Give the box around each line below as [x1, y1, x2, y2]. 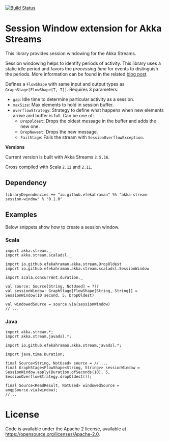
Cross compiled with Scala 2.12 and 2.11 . [5, 164, 93, 170]
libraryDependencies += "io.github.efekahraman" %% [5, 192, 117, 197]
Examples [5, 211, 37, 219]
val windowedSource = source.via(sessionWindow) [5, 301, 110, 307]
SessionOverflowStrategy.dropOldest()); [5, 374, 93, 379]
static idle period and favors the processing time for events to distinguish [5, 65, 159, 71]
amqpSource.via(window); [5, 387, 58, 393]
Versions [5, 144, 25, 150]
